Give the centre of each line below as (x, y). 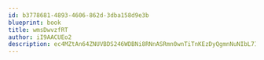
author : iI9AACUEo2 (40, 37)
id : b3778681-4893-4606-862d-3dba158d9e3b (79, 15)
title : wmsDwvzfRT (38, 30)
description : (29, 44)
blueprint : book (35, 23)
